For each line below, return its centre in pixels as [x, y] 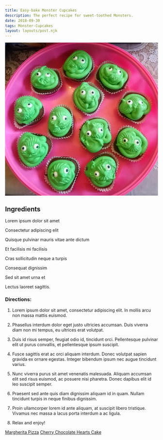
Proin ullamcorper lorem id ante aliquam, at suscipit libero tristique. [79, 408]
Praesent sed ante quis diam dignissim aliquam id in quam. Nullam [78, 393]
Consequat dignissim [26, 268]
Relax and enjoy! [29, 422]
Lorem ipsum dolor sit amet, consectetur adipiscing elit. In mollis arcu [81, 310]
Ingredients [23, 209]
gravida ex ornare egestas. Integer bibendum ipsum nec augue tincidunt [84, 359]
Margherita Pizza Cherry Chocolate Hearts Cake [53, 432]
